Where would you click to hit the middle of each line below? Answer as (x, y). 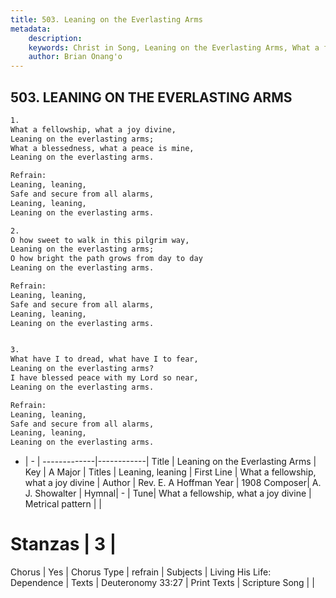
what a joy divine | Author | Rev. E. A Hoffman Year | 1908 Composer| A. (173, 483)
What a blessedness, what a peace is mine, (102, 148)
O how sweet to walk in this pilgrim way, (100, 240)
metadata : (31, 29)
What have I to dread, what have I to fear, (104, 359)
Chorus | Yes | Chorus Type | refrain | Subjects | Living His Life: (141, 572)
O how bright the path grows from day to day (106, 259)
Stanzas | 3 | (63, 544)
